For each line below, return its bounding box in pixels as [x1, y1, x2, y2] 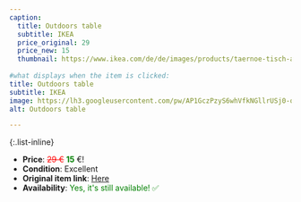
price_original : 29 [17, 38, 90, 47]
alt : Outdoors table [9, 105, 87, 114]
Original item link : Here [21, 173, 110, 184]
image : [9, 96, 34, 105]
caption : [9, 13, 42, 22]
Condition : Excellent [21, 164, 99, 174]
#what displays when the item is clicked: [9, 72, 170, 80]
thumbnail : [17, 55, 58, 63]
